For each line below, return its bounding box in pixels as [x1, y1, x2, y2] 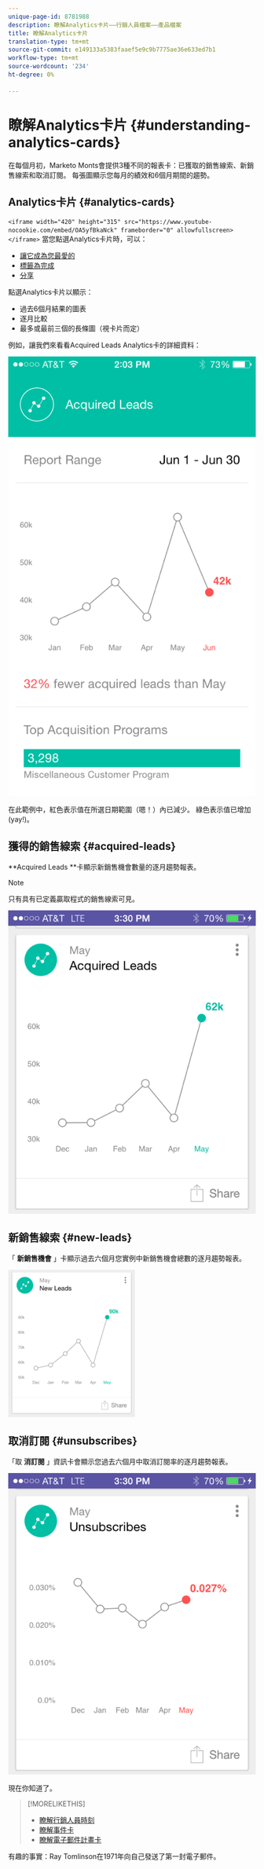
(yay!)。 [8, 814, 34, 824]
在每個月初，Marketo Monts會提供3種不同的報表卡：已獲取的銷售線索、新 [8, 160, 247, 170]
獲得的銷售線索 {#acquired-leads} [8, 840, 177, 853]
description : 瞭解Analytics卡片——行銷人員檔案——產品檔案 [8, 20, 182, 29]
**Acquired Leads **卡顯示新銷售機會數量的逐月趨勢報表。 [8, 862, 201, 871]
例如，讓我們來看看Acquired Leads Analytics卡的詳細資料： [8, 340, 202, 350]
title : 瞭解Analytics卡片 [8, 29, 89, 37]
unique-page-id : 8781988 [8, 13, 90, 20]
